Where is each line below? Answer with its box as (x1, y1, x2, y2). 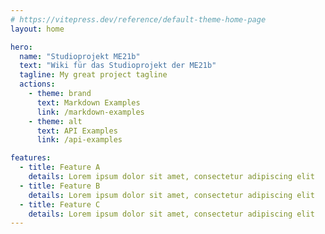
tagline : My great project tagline (19, 70, 168, 80)
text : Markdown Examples (36, 97, 141, 108)
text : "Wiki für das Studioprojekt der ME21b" (19, 61, 217, 71)
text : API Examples (36, 126, 118, 136)
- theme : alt (28, 116, 83, 126)
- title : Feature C (19, 199, 101, 210)
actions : (19, 79, 56, 90)
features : (10, 153, 52, 163)
